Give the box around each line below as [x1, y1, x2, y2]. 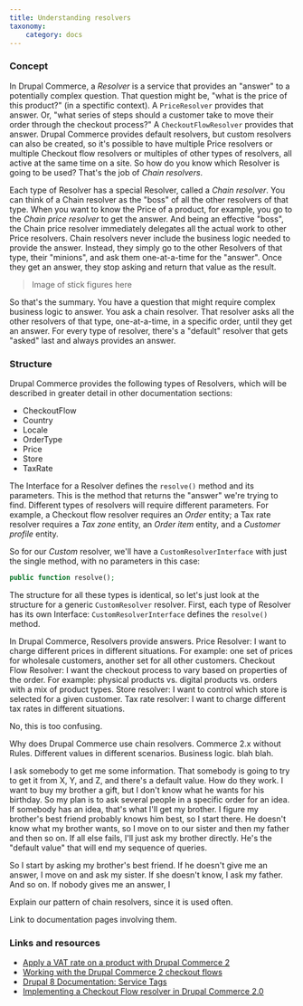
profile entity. [9, 528, 59, 539]
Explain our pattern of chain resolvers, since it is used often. [9, 897, 233, 907]
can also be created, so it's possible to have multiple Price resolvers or [9, 138, 273, 149]
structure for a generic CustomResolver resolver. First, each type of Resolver [9, 599, 291, 610]
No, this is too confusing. [9, 720, 103, 731]
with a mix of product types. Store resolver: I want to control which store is [9, 684, 288, 695]
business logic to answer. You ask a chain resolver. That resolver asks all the [9, 306, 295, 317]
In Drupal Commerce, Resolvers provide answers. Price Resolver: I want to [9, 635, 287, 647]
